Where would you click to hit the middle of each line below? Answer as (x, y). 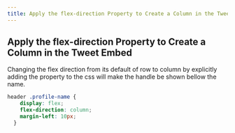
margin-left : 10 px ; (48, 117)
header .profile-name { (42, 97)
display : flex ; (42, 104)
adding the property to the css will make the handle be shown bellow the (112, 77)
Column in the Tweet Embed (70, 53)
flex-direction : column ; (56, 110)
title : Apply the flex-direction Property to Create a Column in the (111, 14)
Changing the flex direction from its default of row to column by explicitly (112, 70)
